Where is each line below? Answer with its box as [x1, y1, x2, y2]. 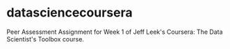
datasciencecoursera [6, 5, 133, 21]
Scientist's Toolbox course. [6, 35, 85, 43]
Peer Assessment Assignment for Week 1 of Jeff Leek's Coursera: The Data [6, 28, 223, 36]
